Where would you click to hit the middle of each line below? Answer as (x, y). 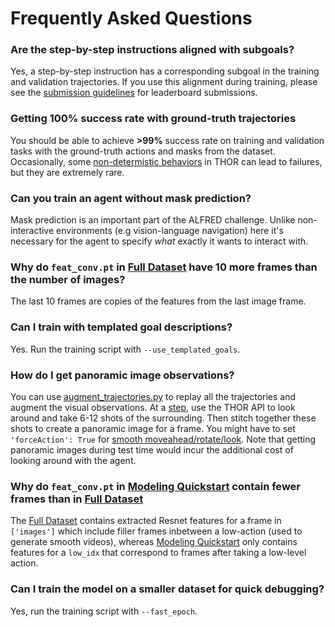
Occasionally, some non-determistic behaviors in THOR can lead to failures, (166, 161)
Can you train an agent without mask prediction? (131, 198)
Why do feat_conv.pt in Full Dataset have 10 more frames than (164, 267)
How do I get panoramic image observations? (122, 375)
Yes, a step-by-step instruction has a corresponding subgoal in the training (165, 71)
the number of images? (68, 279)
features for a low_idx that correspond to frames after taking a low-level (158, 553)
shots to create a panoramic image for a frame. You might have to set (153, 428)
